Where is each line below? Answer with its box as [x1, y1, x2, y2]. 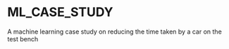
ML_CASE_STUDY [7, 4, 114, 20]
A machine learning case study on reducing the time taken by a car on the [7, 27, 222, 36]
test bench [7, 34, 39, 43]
